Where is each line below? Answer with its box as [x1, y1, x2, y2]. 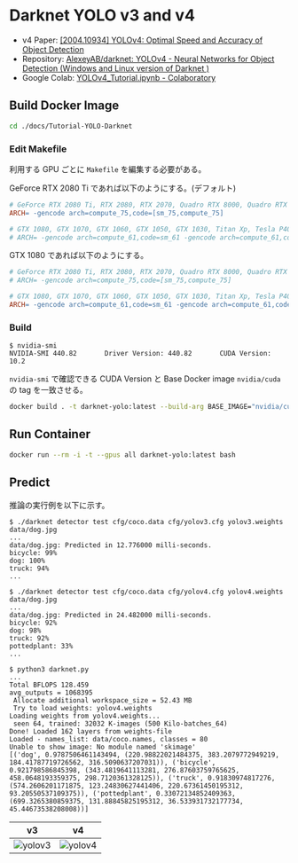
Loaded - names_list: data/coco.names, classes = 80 [9, 734, 208, 743]
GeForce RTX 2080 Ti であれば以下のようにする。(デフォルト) [9, 183, 237, 193]
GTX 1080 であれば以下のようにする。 [9, 250, 149, 261]
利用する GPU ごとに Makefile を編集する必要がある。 [9, 163, 207, 174]
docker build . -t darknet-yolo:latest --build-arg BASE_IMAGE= [9, 403, 252, 412]
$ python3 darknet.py [9, 664, 90, 674]
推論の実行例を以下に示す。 [9, 499, 110, 510]
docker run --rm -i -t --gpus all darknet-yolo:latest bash [9, 450, 237, 459]
